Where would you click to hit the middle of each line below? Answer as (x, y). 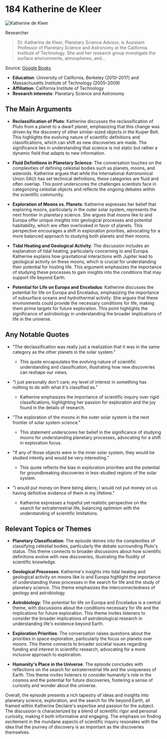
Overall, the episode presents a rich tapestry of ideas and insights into (77, 695)
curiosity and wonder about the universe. (54, 686)
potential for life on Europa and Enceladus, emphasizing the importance (85, 292)
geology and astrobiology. (39, 593)
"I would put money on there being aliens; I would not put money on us (85, 488)
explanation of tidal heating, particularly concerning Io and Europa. (81, 251)
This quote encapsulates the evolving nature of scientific (78, 362)
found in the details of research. (52, 407)
